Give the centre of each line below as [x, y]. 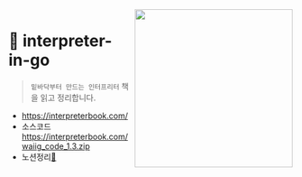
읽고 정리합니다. [68, 98]
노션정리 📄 [39, 156]
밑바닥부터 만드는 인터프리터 [75, 87]
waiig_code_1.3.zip [56, 146]
